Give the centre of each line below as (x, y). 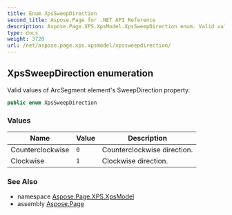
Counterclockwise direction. (147, 150)
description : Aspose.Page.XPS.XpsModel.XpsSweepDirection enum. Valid (111, 26)
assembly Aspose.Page (50, 204)
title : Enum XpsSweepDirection (52, 13)
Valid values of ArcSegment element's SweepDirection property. (99, 90)
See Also (22, 181)
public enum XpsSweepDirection (52, 103)
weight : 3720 (26, 39)
